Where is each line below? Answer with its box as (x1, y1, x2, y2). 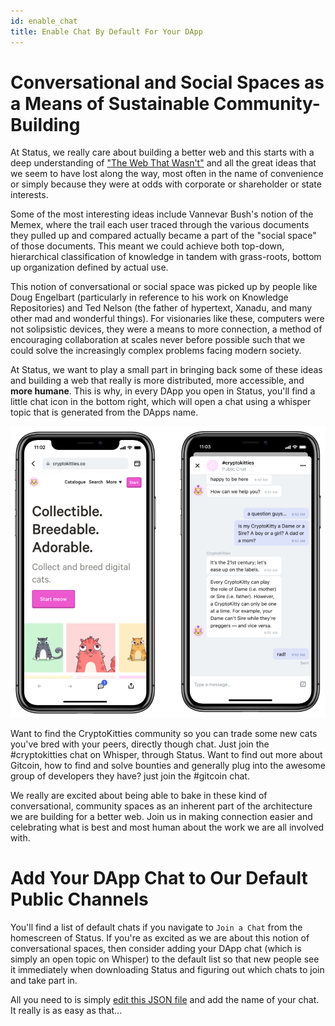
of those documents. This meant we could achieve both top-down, (10, 240, 285, 252)
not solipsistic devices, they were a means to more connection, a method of (10, 323, 323, 335)
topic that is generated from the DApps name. (10, 406, 199, 419)
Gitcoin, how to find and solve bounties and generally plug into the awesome (10, 759, 327, 771)
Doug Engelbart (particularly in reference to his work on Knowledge (10, 291, 289, 304)
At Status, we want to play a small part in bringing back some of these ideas (10, 364, 323, 376)
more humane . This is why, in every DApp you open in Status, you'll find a (10, 385, 316, 397)
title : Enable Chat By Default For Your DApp (10, 26, 203, 37)
